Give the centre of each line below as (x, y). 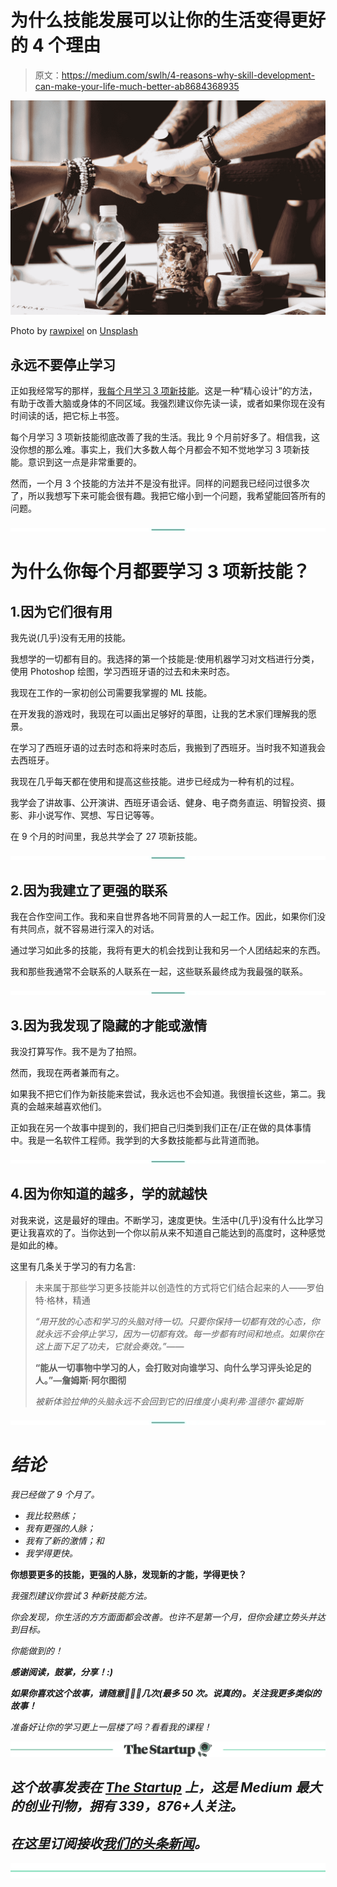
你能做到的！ (36, 1650)
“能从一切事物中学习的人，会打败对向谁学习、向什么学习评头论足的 (173, 1367)
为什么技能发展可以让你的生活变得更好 (168, 20)
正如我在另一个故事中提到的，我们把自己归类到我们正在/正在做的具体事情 (161, 1127)
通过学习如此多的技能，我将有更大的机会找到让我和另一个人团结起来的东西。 (168, 950)
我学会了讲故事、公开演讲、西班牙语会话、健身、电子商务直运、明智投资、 (163, 803)
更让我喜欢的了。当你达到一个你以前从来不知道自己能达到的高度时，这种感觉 (168, 1232)
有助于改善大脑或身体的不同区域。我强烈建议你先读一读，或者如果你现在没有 (168, 403)
